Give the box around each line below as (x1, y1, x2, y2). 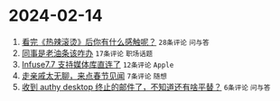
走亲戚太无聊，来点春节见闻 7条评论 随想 (21, 69, 168, 81)
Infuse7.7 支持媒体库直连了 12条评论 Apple (21, 59, 174, 69)
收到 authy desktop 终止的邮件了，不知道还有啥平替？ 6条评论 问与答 (21, 81, 271, 92)
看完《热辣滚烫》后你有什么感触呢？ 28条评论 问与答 (21, 36, 210, 47)
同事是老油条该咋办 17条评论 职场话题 (21, 47, 154, 59)
